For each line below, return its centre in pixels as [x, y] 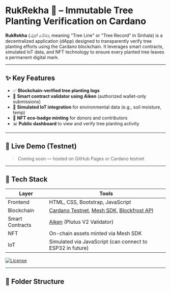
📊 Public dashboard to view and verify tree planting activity [76, 123]
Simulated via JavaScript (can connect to [98, 242]
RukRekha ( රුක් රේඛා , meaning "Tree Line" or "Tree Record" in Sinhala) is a [84, 35]
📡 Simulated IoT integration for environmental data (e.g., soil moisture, [87, 107]
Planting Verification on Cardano [76, 21]
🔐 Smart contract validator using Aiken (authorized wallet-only [79, 96]
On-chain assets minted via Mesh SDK [95, 233]
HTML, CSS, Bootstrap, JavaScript [90, 202]
